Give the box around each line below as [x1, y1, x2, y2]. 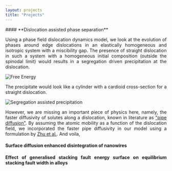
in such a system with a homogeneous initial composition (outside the [5, 52, 167, 59]
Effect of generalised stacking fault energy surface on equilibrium [5, 154, 167, 160]
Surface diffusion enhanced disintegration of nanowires [5, 142, 127, 149]
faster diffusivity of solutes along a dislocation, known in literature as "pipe [5, 114, 167, 121]
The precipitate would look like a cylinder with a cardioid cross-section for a [5, 83, 167, 90]
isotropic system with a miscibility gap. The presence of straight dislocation [5, 47, 167, 53]
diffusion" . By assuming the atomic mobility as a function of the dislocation [5, 120, 167, 126]
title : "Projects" [5, 12, 45, 17]
